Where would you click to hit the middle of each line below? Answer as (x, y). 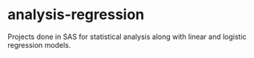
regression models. (39, 44)
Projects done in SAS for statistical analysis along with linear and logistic (127, 37)
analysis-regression (76, 15)
